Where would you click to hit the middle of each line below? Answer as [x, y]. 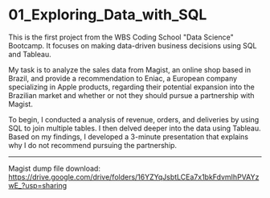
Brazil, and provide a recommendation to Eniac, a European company [123, 78]
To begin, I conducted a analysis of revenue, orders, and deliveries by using [134, 119]
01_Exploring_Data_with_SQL [108, 15]
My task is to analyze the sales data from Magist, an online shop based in [130, 69]
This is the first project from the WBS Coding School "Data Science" [121, 37]
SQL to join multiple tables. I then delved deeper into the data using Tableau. [135, 128]
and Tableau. [30, 54]
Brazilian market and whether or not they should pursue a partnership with [131, 95]
